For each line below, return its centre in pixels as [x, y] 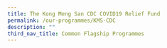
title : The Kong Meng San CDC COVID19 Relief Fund [84, 14]
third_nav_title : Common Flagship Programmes [76, 34]
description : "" [31, 27]
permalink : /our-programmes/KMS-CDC [61, 20]
